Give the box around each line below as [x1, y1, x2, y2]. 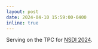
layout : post [6, 8, 39, 15]
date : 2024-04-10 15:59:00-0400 [6, 14, 87, 20]
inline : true [6, 20, 39, 26]
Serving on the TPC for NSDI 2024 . [6, 36, 93, 44]
